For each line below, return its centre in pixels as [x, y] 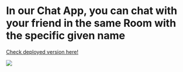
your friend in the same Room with [91, 23]
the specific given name [66, 36]
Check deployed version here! [42, 52]
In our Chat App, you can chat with [92, 11]
